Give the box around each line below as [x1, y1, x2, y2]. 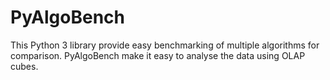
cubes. [10, 60, 39, 72]
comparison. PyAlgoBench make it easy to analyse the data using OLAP [10, 49, 306, 61]
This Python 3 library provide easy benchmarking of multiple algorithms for [10, 39, 320, 51]
